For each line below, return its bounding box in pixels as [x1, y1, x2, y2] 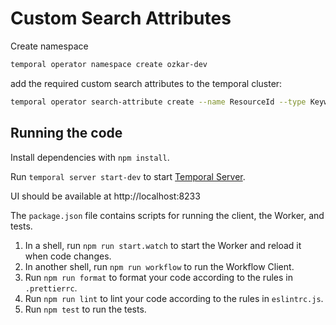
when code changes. [24, 250, 112, 262]
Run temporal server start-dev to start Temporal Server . [10, 170, 246, 182]
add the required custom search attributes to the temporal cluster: [10, 77, 283, 89]
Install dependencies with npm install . [10, 151, 170, 163]
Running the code [10, 125, 123, 142]
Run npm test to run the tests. [24, 303, 147, 315]
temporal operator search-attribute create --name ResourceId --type [10, 97, 307, 107]
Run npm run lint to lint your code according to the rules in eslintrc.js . [24, 292, 324, 304]
